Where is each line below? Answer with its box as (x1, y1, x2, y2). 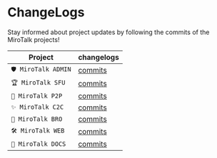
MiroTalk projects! (7, 35, 60, 43)
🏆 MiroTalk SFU (11, 78, 66, 86)
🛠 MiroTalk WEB (11, 126, 65, 135)
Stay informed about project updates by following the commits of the (7, 28, 210, 36)
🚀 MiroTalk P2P (11, 92, 63, 100)
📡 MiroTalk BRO (11, 115, 63, 123)
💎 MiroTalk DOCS (11, 139, 66, 148)
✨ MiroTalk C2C (11, 103, 64, 111)
